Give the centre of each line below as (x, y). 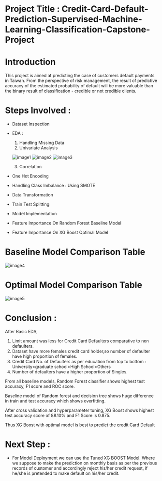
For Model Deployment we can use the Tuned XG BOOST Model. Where (83, 458)
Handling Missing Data (42, 143)
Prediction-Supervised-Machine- (74, 19)
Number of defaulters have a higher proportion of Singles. (70, 371)
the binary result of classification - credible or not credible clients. (71, 91)
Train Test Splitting (31, 204)
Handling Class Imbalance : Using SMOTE (54, 186)
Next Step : (28, 444)
